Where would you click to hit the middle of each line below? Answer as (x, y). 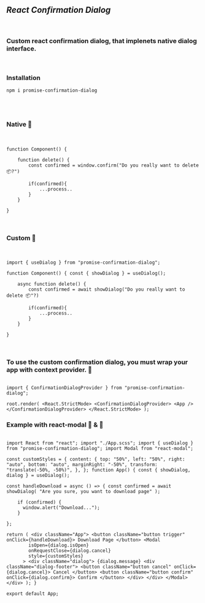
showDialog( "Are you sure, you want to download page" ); (83, 491)
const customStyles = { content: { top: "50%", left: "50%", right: (96, 459)
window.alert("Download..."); (61, 507)
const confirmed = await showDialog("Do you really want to (107, 290)
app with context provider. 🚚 (49, 369)
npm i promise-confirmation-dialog (52, 91)
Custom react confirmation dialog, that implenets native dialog (102, 41)
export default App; (33, 593)
